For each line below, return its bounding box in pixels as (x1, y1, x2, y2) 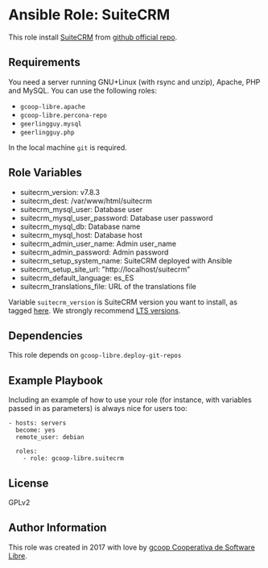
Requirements (8, 56, 80, 69)
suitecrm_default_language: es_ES (19, 272, 134, 283)
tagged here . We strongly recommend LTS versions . (8, 305, 181, 315)
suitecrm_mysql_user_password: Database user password (19, 213, 213, 222)
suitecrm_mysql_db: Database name (19, 222, 141, 231)
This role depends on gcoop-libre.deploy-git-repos (8, 350, 182, 360)
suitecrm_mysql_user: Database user (19, 204, 143, 214)
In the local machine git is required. (8, 143, 127, 152)
